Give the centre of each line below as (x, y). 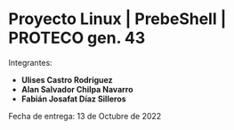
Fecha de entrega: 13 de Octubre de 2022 (85, 116)
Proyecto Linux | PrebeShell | (117, 19)
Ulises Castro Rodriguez (67, 79)
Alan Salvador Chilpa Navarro (77, 89)
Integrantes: (30, 62)
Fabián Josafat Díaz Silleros (73, 99)
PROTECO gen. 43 (77, 38)
